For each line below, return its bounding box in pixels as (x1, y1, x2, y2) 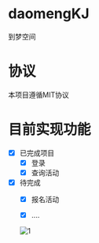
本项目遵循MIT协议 (8, 90, 69, 99)
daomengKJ (8, 5, 90, 23)
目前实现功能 (8, 121, 92, 139)
